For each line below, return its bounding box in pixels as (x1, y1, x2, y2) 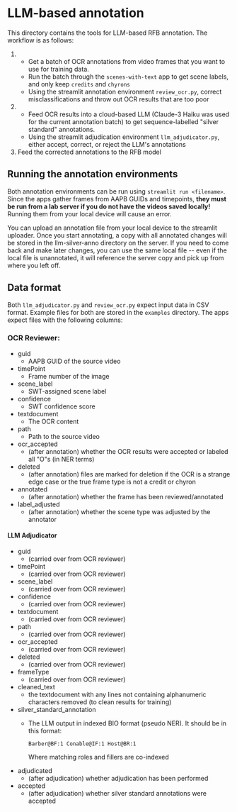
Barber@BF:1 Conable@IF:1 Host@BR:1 (28, 740, 137, 747)
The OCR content (28, 417, 79, 426)
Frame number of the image (28, 372, 110, 380)
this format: (28, 727, 62, 735)
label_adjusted (17, 500, 60, 508)
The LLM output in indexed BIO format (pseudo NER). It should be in (28, 719, 227, 728)
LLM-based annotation (7, 5, 145, 21)
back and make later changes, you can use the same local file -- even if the (7, 246, 228, 255)
